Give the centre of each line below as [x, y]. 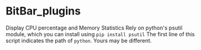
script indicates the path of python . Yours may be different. [79, 40]
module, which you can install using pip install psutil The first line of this [100, 34]
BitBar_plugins [43, 11]
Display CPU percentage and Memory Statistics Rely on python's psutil [94, 28]
